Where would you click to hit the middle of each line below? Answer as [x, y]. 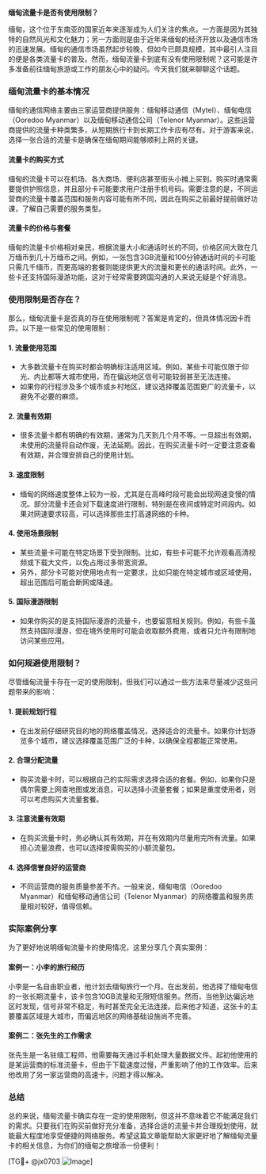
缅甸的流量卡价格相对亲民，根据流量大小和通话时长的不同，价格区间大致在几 [133, 247]
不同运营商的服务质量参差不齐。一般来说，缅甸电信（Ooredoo [121, 886]
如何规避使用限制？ [45, 663]
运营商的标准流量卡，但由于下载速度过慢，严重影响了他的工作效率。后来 [140, 1065]
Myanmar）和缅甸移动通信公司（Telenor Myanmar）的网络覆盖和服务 [133, 897]
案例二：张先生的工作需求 [50, 1036]
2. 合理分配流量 [33, 760]
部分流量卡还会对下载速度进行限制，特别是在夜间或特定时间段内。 [141, 503]
